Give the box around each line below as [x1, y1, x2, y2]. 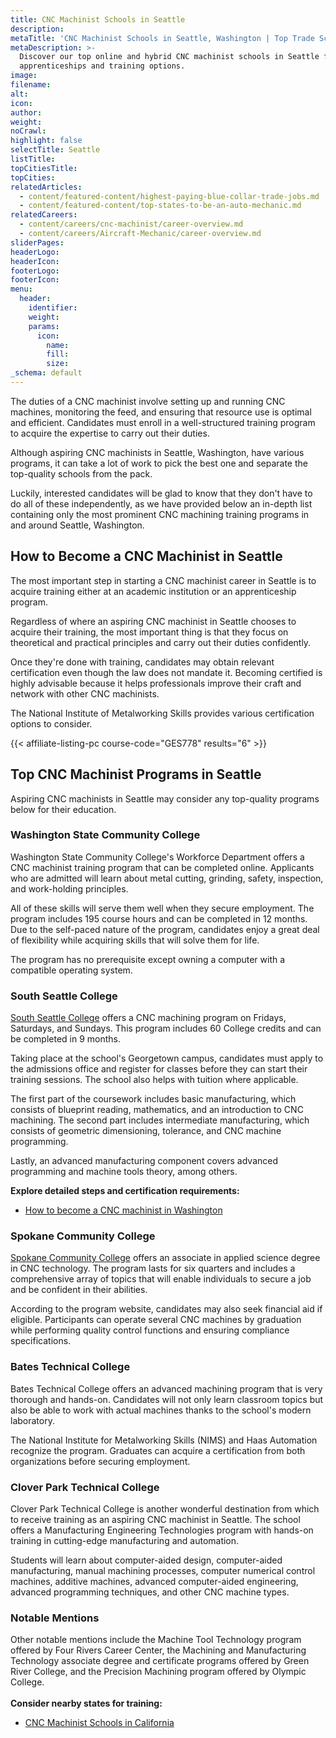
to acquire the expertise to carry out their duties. [10, 427, 210, 439]
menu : [10, 284, 33, 295]
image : [10, 71, 38, 81]
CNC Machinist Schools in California [24, 1717, 175, 1729]
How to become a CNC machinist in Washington [24, 1204, 223, 1216]
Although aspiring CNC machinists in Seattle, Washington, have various [10, 446, 305, 458]
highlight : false [10, 136, 83, 146]
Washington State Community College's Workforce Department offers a [10, 851, 305, 863]
